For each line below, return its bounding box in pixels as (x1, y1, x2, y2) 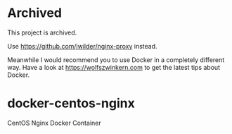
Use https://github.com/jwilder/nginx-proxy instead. (7, 42, 157, 50)
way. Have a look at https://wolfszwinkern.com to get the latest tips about (7, 63, 220, 71)
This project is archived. (7, 28, 77, 37)
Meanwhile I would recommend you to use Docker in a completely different (7, 55, 225, 64)
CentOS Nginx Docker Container (7, 118, 101, 127)
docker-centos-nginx (7, 95, 135, 111)
